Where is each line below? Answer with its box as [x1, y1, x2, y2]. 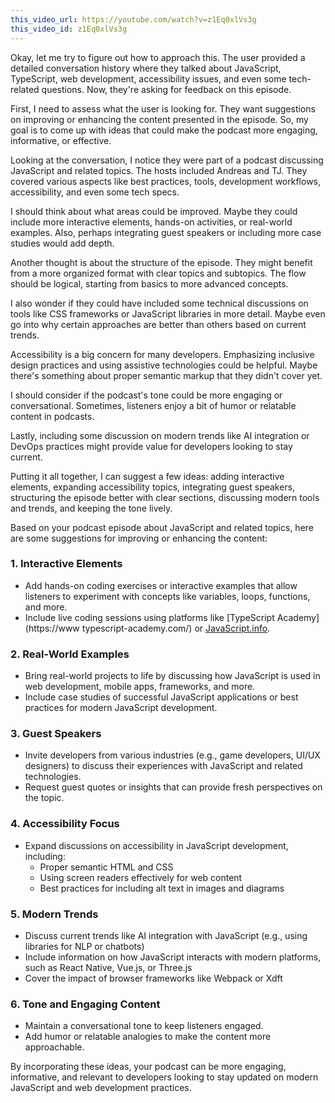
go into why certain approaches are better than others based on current [10, 318, 307, 330]
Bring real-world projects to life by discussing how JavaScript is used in [24, 670, 321, 682]
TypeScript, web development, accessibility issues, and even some [10, 72, 287, 85]
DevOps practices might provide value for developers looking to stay [10, 440, 293, 452]
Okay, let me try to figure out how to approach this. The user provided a [10, 51, 306, 63]
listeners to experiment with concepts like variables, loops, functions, [24, 590, 311, 602]
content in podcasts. [10, 410, 95, 422]
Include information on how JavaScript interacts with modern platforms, [24, 951, 322, 963]
